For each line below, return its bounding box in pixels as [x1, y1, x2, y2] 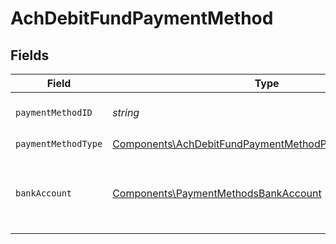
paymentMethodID [15, 107, 93, 118]
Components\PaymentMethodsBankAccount [112, 187, 322, 200]
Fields [10, 47, 50, 64]
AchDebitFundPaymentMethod [10, 7, 274, 30]
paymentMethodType [15, 138, 103, 149]
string [112, 106, 140, 119]
